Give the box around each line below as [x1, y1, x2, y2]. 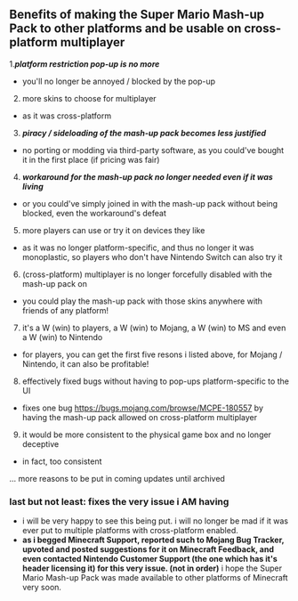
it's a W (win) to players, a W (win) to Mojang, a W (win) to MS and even [21, 322, 286, 333]
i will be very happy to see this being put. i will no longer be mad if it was [21, 516, 289, 526]
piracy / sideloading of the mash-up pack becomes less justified [21, 127, 267, 138]
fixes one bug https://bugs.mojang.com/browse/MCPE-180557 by [21, 402, 264, 413]
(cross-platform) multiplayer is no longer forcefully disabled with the [21, 269, 273, 280]
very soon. [21, 582, 62, 593]
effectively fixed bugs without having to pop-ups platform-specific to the [21, 376, 289, 386]
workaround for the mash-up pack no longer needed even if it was [21, 171, 273, 182]
